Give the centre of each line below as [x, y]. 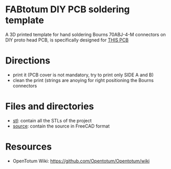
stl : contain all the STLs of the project [52, 120]
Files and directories [50, 107]
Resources [29, 146]
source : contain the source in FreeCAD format [61, 126]
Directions [28, 61]
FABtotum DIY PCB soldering [68, 9]
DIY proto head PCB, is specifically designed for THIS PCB [67, 40]
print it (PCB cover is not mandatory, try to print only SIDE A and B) [83, 75]
